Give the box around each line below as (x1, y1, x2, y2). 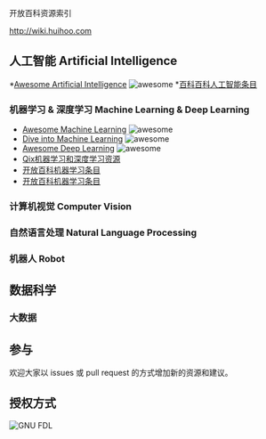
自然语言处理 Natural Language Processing (9, 226, 197, 239)
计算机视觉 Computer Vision (9, 200, 132, 213)
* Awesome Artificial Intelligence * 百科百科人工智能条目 (9, 78, 258, 89)
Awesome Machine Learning (21, 124, 127, 135)
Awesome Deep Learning (21, 143, 116, 154)
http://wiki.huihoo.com (9, 26, 92, 36)
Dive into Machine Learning (21, 134, 124, 144)
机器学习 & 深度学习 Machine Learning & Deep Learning (9, 103, 250, 116)
